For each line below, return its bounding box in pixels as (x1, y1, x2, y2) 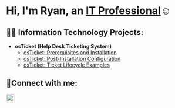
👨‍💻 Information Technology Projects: (6, 27, 144, 37)
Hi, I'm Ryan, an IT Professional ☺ (6, 4, 171, 18)
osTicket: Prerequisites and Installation (23, 49, 117, 56)
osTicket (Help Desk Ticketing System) (14, 43, 112, 50)
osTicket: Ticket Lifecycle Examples (23, 61, 110, 68)
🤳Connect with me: (6, 78, 78, 88)
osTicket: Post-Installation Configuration (23, 55, 121, 62)
